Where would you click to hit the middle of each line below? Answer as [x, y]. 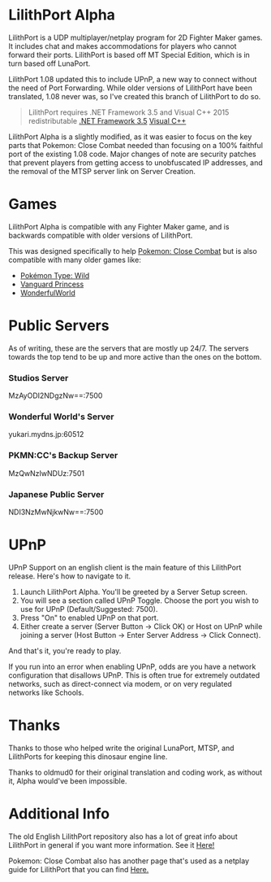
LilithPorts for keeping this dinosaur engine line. [88, 756]
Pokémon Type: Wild [55, 275]
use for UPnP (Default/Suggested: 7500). [89, 609]
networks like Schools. [46, 692]
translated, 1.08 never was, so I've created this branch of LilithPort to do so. [135, 96]
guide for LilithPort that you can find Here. [79, 869]
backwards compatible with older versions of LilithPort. [101, 235]
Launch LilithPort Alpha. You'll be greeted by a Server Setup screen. [134, 592]
